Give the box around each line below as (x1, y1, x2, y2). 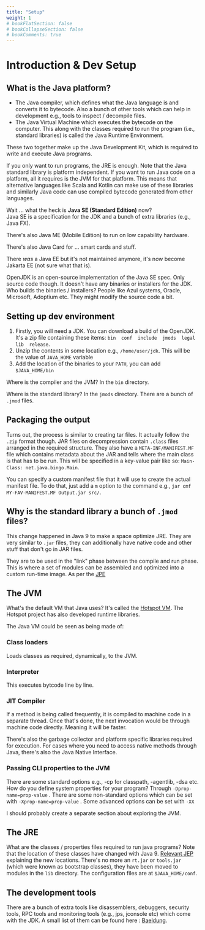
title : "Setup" (6, 9, 45, 15)
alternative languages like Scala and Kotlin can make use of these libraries (6, 182, 193, 189)
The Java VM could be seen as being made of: (6, 623, 124, 630)
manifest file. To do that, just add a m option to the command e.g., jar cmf (6, 482, 192, 489)
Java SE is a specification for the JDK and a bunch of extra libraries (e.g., (6, 213, 191, 221)
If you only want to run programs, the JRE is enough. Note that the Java (6, 162, 187, 170)
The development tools (6, 887, 97, 897)
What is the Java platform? (6, 82, 111, 93)
